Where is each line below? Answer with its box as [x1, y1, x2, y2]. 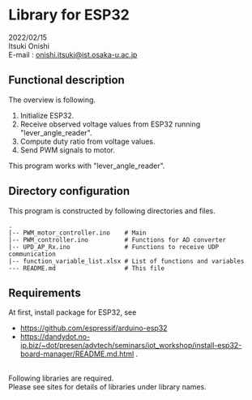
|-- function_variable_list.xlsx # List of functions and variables [8, 257, 245, 265]
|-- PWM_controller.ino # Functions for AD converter [8, 235, 227, 244]
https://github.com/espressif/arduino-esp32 [19, 323, 168, 333]
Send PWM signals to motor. [19, 144, 115, 155]
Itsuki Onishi [8, 41, 50, 50]
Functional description [8, 73, 126, 87]
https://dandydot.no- [19, 332, 91, 342]
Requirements [8, 286, 81, 299]
